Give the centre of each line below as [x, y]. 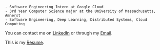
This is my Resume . [25, 42]
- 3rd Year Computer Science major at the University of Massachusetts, [80, 11]
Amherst [13, 16]
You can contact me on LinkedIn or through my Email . [59, 33]
